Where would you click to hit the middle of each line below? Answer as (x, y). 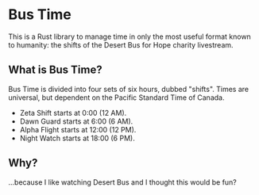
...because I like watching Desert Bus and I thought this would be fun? (122, 182)
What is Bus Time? (55, 70)
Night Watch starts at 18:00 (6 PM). (77, 138)
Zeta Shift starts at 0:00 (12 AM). (73, 113)
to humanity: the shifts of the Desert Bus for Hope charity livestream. (121, 44)
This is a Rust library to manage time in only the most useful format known (130, 36)
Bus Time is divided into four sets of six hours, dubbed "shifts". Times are (128, 89)
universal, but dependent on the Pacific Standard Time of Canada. (116, 97)
